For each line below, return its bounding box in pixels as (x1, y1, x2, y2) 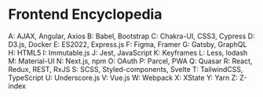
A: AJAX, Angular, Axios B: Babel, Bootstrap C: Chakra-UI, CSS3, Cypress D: (8, 31, 255, 41)
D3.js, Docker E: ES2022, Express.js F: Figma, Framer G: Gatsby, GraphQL (8, 39, 247, 48)
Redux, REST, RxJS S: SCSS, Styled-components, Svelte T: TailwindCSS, (8, 64, 243, 74)
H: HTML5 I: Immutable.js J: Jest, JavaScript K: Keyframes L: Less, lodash (8, 48, 248, 57)
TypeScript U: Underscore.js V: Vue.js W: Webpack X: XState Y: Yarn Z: (8, 73, 238, 82)
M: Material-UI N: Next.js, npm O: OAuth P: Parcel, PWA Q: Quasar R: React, (8, 56, 253, 66)
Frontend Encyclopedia (8, 5, 163, 23)
